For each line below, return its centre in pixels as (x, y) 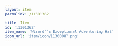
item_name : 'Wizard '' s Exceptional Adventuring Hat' (59, 32)
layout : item (18, 9)
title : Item (17, 23)
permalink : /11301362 (27, 14)
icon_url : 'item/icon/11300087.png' (42, 36)
